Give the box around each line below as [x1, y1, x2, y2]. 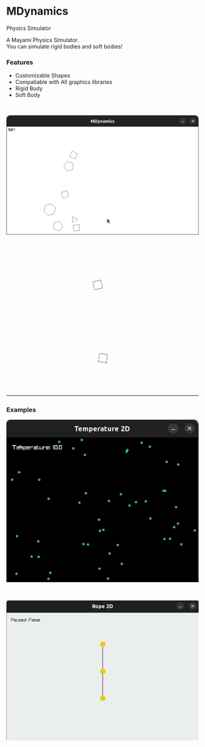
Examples [6, 405, 37, 414]
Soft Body [15, 92, 41, 99]
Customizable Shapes [15, 72, 71, 79]
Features [6, 58, 34, 67]
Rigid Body [15, 85, 43, 92]
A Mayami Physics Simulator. [6, 36, 79, 43]
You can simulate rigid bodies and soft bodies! [6, 43, 123, 50]
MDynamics [6, 4, 69, 18]
